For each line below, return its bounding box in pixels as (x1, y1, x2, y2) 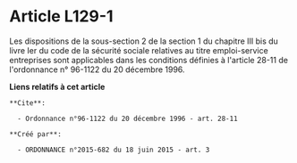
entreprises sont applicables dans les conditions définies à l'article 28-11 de (9, 54, 289, 65)
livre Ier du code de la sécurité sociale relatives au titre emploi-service (9, 45, 268, 55)
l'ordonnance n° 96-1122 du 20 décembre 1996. (9, 64, 185, 75)
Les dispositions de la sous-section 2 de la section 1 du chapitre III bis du (9, 36, 279, 46)
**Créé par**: (9, 129, 63, 139)
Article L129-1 (9, 6, 114, 27)
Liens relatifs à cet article (9, 81, 106, 92)
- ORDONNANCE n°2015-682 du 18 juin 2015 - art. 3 (17, 145, 210, 154)
